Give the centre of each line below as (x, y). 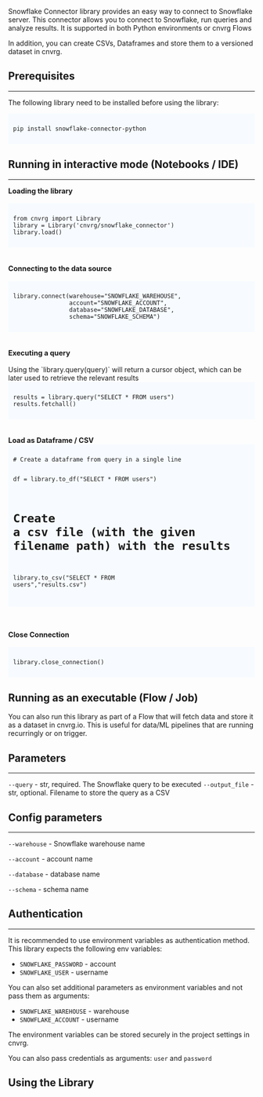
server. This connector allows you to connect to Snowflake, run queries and (130, 20)
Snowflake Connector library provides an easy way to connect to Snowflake (130, 11)
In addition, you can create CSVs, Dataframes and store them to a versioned (131, 43)
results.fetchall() (45, 404)
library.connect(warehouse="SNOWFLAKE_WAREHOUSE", (97, 296)
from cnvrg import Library (57, 218)
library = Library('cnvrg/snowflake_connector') (94, 225)
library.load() (38, 232)
